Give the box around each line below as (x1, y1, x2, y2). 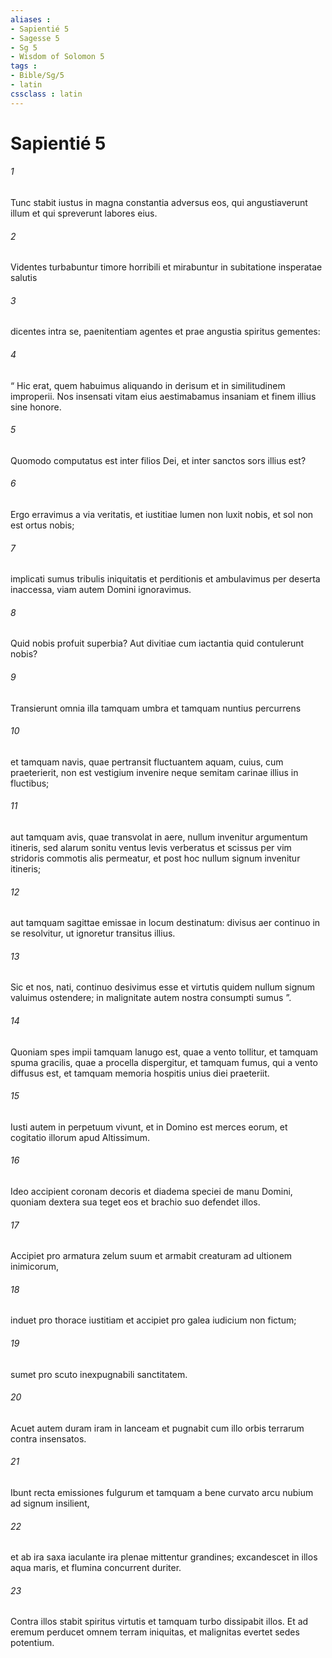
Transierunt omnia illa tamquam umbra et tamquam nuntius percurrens (10, 702, 302, 714)
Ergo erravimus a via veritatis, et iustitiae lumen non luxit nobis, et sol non (10, 509, 314, 521)
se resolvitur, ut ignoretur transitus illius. (10, 927, 176, 940)
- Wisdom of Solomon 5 (10, 52, 105, 62)
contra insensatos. (10, 1432, 87, 1445)
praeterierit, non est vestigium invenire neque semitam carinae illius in (10, 766, 299, 778)
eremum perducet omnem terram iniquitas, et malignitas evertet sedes (10, 1626, 300, 1638)
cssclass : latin (10, 89, 83, 99)
